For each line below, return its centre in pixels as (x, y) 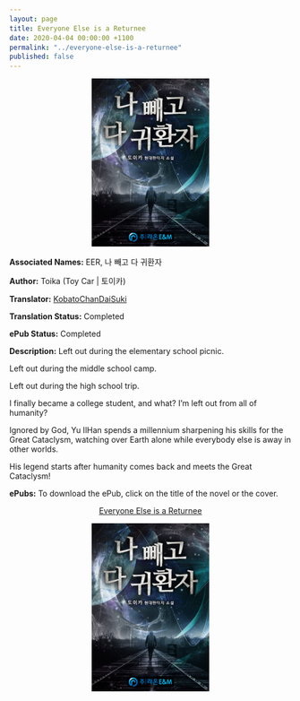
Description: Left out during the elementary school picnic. (117, 351)
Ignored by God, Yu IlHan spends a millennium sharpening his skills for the (146, 430)
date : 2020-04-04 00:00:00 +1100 (72, 38)
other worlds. (34, 449)
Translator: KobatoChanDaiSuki (68, 299)
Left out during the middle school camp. (83, 368)
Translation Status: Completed (67, 316)
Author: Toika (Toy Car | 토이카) (68, 281)
